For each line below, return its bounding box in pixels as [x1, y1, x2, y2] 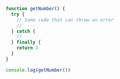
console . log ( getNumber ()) [5, 67, 71, 73]
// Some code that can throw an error [16, 17, 114, 23]
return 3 [16, 45, 39, 51]
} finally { [11, 39, 42, 45]
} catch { [11, 28, 36, 34]
